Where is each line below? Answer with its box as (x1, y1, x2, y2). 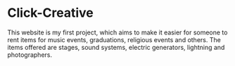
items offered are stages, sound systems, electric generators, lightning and (7, 43, 225, 51)
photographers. (7, 51, 53, 59)
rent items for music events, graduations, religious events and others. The (7, 35, 222, 44)
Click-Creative (7, 5, 94, 21)
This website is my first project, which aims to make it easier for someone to (7, 28, 228, 37)
